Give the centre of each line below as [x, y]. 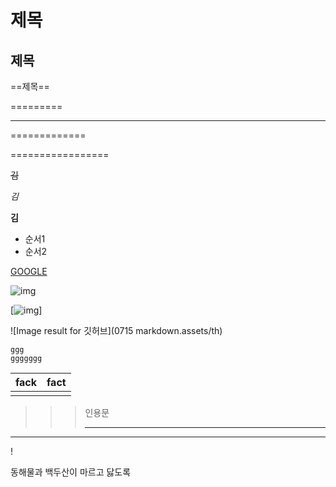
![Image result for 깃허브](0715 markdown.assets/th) [116, 330]
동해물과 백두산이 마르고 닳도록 [71, 472]
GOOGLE [29, 271]
